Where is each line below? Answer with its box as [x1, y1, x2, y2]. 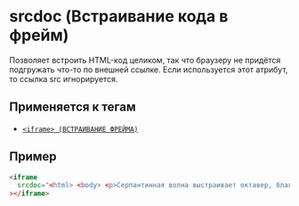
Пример [9, 149, 57, 164]
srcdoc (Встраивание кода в [9, 6, 229, 27]
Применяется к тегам [9, 100, 136, 115]
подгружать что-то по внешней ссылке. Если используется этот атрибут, [9, 64, 288, 75]
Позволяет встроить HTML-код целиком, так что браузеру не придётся [9, 54, 281, 65]
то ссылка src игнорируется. [9, 73, 118, 84]
